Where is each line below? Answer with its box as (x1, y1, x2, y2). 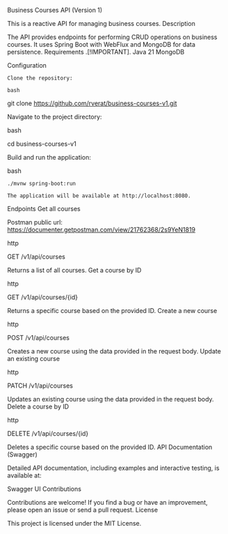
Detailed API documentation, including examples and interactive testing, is (7, 464, 220, 472)
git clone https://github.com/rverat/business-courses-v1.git (7, 99, 177, 107)
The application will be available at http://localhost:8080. (7, 192, 191, 199)
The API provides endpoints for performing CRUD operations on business (7, 33, 218, 41)
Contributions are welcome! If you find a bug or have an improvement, (7, 498, 208, 506)
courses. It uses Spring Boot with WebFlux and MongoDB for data (7, 40, 196, 48)
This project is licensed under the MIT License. (7, 519, 142, 527)
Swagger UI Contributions (7, 485, 82, 493)
